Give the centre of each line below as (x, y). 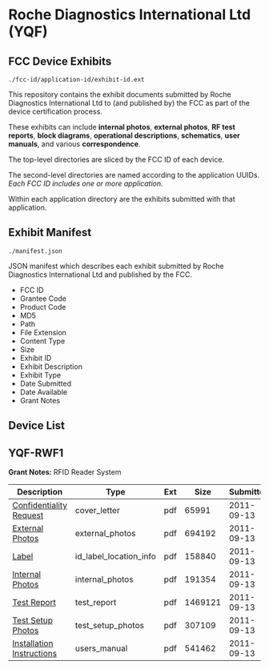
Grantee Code (43, 298)
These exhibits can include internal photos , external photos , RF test (122, 127)
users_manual (101, 648)
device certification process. (55, 111)
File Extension (43, 332)
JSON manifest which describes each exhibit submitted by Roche (116, 266)
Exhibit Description (51, 367)
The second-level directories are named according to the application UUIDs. (134, 175)
